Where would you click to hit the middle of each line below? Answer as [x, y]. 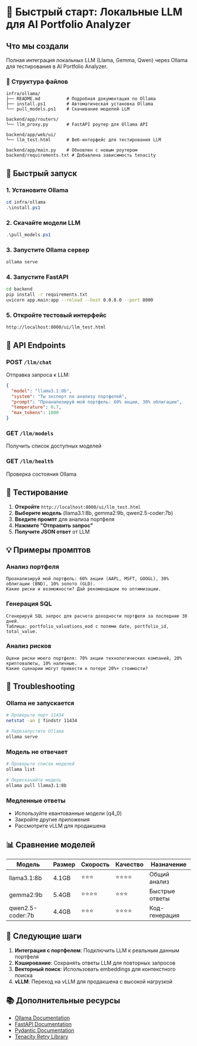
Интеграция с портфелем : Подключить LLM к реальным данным [97, 950]
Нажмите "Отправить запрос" [54, 525]
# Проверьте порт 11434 [35, 715]
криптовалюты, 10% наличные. [42, 663]
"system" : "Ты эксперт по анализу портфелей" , [69, 396]
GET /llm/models [30, 434]
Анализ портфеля [33, 567]
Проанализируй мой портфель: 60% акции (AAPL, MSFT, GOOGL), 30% [87, 579]
